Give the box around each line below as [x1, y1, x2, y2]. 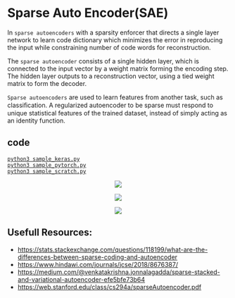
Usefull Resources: [7, 227, 93, 239]
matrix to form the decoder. [7, 79, 87, 87]
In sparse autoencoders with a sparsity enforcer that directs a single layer [7, 28, 220, 37]
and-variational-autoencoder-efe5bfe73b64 [17, 275, 146, 283]
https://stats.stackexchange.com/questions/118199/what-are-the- [17, 245, 208, 254]
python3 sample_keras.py [7, 155, 80, 163]
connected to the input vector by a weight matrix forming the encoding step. [7, 64, 229, 73]
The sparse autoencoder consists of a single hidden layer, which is [7, 56, 199, 65]
